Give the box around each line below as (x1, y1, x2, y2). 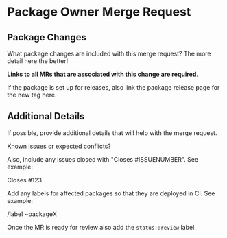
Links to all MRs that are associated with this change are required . (7, 70, 199, 78)
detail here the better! (7, 57, 69, 65)
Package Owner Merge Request (7, 4, 191, 20)
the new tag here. (7, 91, 57, 99)
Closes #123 (7, 176, 43, 184)
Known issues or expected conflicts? (7, 142, 111, 150)
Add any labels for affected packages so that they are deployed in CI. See (7, 189, 215, 198)
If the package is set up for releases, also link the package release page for (7, 84, 220, 91)
